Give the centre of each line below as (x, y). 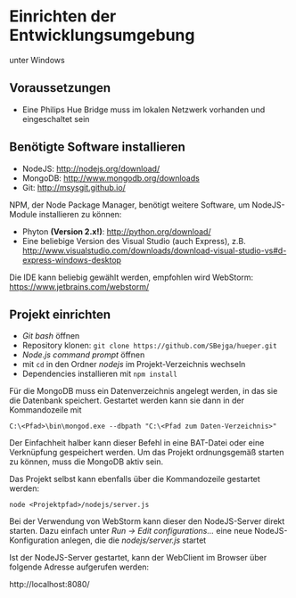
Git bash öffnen (51, 336)
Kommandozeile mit (45, 410)
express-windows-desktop (72, 259)
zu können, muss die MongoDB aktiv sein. (86, 462)
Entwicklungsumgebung (102, 35)
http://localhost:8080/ (50, 585)
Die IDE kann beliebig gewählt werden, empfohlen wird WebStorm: (132, 277)
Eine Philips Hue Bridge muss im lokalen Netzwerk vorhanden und (144, 110)
